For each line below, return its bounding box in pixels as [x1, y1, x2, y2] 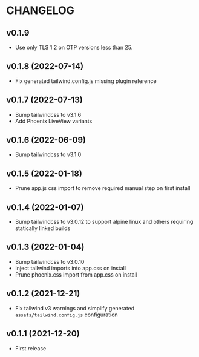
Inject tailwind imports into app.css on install [15, 264, 126, 272]
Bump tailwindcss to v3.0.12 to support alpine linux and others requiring [15, 218, 194, 226]
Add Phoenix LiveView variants [15, 117, 93, 125]
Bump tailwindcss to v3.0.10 [15, 258, 85, 265]
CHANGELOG [6, 4, 74, 18]
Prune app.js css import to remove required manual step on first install [15, 185, 191, 192]
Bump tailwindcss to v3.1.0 [15, 151, 82, 158]
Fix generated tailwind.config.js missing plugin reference [15, 77, 157, 85]
